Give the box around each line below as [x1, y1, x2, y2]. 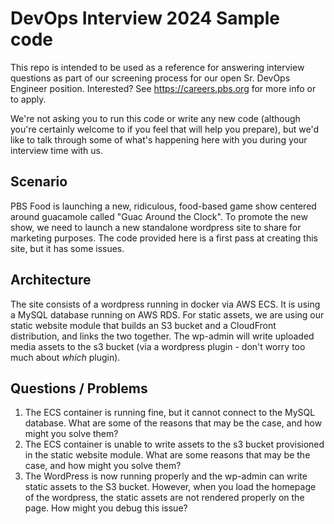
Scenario [10, 173, 68, 191]
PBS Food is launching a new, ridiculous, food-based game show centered [10, 200, 317, 212]
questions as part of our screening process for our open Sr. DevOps [10, 72, 291, 84]
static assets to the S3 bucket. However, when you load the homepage [24, 481, 317, 493]
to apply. [10, 93, 47, 105]
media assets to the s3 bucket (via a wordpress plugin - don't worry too [10, 340, 306, 352]
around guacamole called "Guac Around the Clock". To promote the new [10, 210, 308, 222]
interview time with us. [10, 144, 103, 156]
